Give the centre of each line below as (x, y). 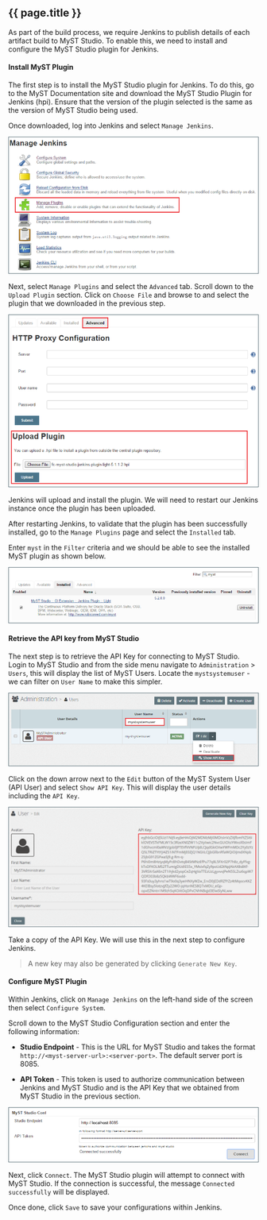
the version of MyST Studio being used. (73, 110)
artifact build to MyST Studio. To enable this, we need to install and (118, 41)
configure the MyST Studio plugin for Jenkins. (83, 49)
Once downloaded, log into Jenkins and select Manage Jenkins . (111, 125)
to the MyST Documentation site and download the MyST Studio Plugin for (130, 94)
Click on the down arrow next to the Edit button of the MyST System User (130, 778)
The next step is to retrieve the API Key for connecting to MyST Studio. (124, 656)
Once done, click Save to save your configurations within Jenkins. (115, 1207)
